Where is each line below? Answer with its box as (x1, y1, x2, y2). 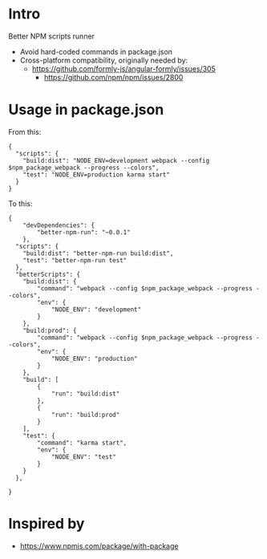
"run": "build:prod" (51, 411, 120, 419)
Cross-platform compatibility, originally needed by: (19, 55, 188, 65)
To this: (8, 198, 33, 209)
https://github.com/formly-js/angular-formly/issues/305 (31, 63, 216, 73)
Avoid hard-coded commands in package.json (19, 47, 173, 56)
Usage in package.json (8, 101, 164, 119)
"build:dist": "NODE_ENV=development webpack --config (22, 156, 210, 164)
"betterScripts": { (15, 270, 81, 278)
